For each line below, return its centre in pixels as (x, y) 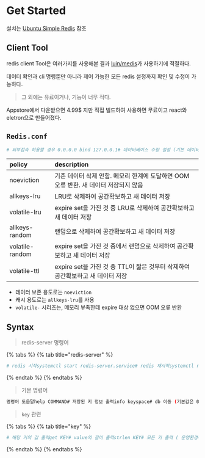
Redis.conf (27, 136)
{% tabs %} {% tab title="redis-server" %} (60, 355)
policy (19, 164)
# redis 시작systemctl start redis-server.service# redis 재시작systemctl (100, 366)
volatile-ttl (24, 271)
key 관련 (31, 414)
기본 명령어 (34, 390)
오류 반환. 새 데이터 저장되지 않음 (99, 185)
